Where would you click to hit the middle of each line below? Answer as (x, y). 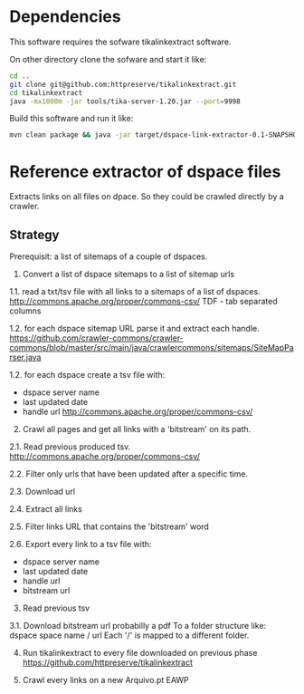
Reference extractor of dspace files (145, 172)
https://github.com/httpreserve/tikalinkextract (107, 662)
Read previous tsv (56, 608)
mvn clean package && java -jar (70, 135)
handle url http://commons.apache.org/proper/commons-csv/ (138, 412)
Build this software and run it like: (71, 119)
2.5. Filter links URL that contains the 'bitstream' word (109, 526)
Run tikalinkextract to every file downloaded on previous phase (140, 653)
